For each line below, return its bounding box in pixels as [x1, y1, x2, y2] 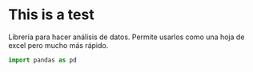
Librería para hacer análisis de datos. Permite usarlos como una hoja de [8, 32, 245, 42]
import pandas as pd [8, 56, 78, 64]
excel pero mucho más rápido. [8, 40, 109, 50]
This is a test [8, 6, 94, 24]
